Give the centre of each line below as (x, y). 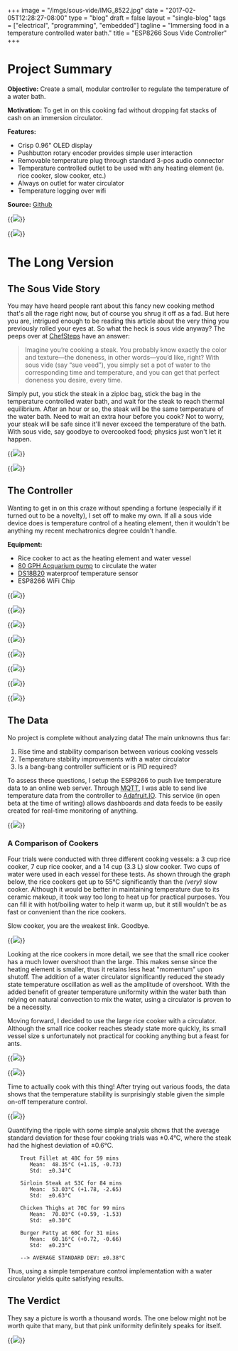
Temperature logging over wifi (62, 191)
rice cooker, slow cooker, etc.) (62, 175)
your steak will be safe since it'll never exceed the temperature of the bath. (117, 424)
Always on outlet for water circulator (71, 183)
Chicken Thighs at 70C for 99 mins (73, 1208)
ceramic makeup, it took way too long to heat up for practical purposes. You (119, 897)
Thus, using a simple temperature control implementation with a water (110, 1271)
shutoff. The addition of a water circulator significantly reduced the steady (116, 976)
